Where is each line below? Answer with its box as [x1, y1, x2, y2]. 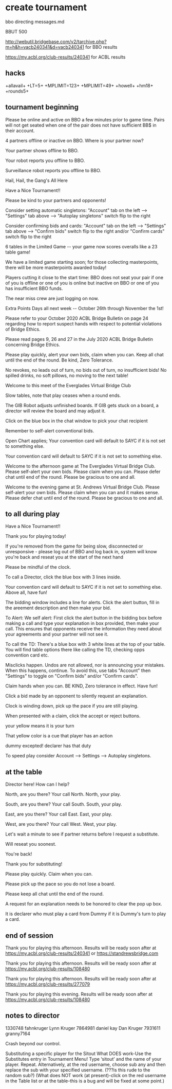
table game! [5, 249, 31, 255]
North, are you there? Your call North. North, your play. [5, 791, 121, 797]
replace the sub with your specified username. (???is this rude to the [5, 1066, 150, 1073]
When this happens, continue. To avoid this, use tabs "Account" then [5, 667, 151, 674]
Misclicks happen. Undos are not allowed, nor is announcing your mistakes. [5, 662, 165, 668]
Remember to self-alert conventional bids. [5, 427, 94, 433]
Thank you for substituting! [5, 861, 63, 867]
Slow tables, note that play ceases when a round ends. [5, 392, 121, 398]
